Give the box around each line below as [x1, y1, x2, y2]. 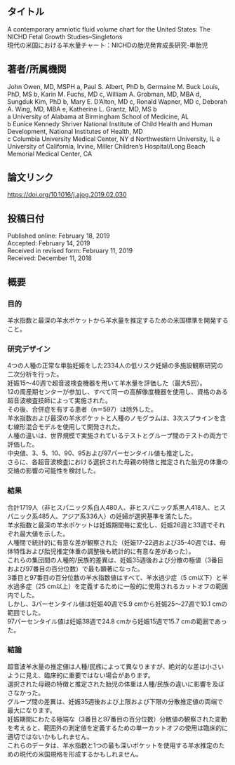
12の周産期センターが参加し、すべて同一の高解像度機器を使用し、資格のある [7, 388, 228, 396]
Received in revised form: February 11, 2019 [7, 247, 133, 255]
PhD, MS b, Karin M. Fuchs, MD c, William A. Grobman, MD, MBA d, [7, 90, 202, 98]
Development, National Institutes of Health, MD [7, 127, 144, 135]
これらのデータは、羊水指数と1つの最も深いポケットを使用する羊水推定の [7, 741, 219, 750]
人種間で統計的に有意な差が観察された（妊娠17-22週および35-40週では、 [7, 538, 220, 546]
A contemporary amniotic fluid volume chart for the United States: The [7, 25, 210, 33]
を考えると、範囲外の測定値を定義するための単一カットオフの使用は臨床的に [7, 724, 229, 732]
